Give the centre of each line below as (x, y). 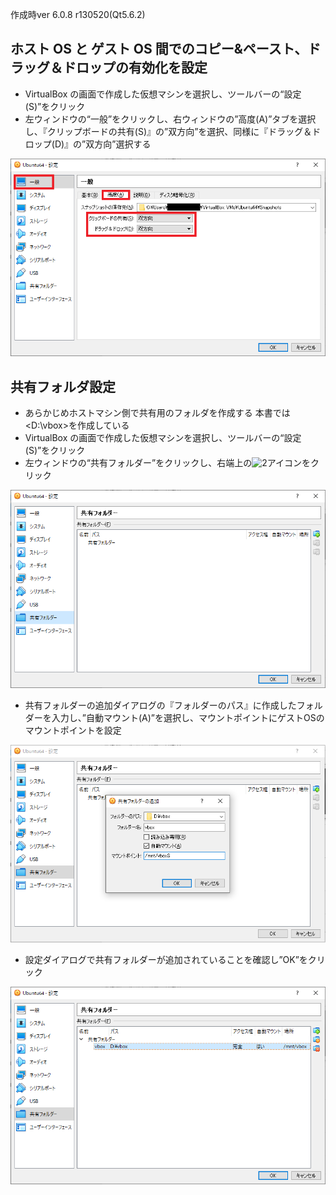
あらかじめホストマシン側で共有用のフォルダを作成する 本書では (157, 413)
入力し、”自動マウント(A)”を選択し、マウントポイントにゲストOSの (188, 717)
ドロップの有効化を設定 (135, 68)
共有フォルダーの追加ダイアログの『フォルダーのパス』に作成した (160, 705)
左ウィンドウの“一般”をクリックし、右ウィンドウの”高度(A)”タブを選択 (170, 119)
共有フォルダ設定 (63, 386)
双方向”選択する (118, 144)
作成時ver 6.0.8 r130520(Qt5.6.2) (78, 14)
